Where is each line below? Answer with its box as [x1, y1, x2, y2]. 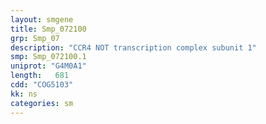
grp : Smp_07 [10, 33, 60, 43]
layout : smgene [10, 14, 74, 25]
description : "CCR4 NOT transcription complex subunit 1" [10, 42, 257, 53]
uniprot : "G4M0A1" [10, 61, 87, 71]
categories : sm [10, 98, 74, 108]
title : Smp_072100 [10, 24, 87, 34]
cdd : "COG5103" [10, 80, 74, 90]
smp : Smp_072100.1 [10, 52, 87, 62]
